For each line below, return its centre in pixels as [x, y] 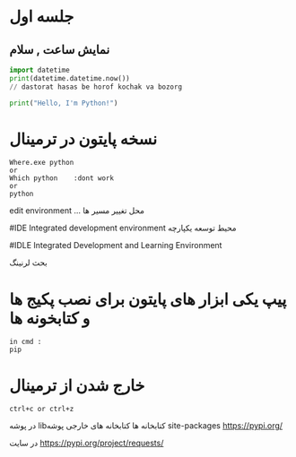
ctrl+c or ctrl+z [42, 410]
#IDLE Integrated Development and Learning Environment [116, 246]
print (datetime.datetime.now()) [70, 78]
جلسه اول [42, 17]
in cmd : [26, 342]
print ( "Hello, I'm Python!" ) [64, 103]
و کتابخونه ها [50, 318]
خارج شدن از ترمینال [77, 385]
